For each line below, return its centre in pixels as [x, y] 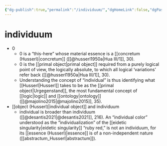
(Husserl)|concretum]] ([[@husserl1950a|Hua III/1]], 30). [77, 59]
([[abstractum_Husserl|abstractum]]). [58, 138]
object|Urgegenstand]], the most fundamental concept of [78, 91]
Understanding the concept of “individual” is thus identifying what [87, 80]
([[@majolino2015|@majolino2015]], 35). [61, 101]
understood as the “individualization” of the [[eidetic [73, 122]
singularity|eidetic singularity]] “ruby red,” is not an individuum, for [88, 128]
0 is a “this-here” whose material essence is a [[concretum [80, 53]
